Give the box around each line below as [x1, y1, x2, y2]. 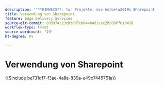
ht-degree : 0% [5, 34, 34, 39]
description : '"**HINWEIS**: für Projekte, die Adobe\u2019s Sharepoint [5, 7, 155, 12]
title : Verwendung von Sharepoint [5, 12, 75, 16]
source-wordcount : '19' [5, 29, 53, 34]
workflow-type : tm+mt [5, 25, 49, 30]
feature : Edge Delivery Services [5, 16, 73, 21]
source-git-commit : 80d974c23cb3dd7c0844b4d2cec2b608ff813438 [5, 20, 133, 26]
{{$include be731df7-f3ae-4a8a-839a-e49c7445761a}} [5, 75, 116, 81]
